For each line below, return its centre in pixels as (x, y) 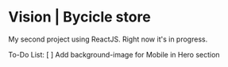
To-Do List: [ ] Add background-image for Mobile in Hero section (114, 54)
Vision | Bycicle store (79, 17)
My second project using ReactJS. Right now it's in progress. (108, 39)
